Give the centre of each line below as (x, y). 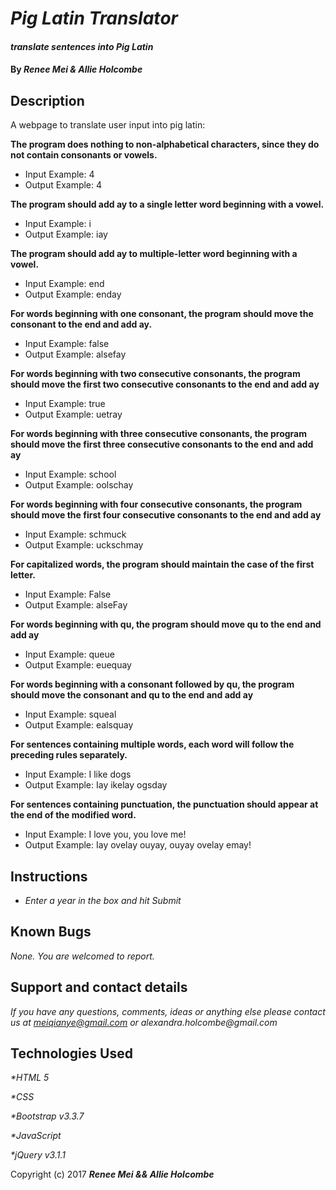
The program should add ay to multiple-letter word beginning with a (154, 254)
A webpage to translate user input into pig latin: (108, 125)
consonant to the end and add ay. (81, 324)
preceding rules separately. (69, 755)
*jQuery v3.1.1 (38, 1155)
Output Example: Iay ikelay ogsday (96, 785)
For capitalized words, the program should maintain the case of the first (162, 564)
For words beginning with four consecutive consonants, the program (156, 504)
